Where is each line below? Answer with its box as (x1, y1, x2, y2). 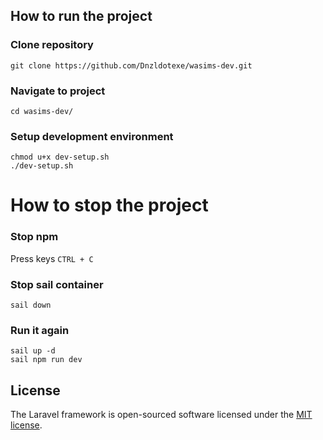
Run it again (10, 323, 70, 337)
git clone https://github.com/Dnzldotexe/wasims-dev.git (10, 60, 253, 71)
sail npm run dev (10, 355, 83, 365)
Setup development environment (10, 129, 174, 143)
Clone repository (10, 38, 94, 52)
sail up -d (10, 346, 56, 356)
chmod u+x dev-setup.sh (10, 152, 110, 163)
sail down (10, 300, 52, 311)
